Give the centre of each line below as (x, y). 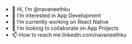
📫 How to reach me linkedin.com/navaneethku (69, 35)
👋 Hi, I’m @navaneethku (41, 9)
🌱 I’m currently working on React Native (60, 22)
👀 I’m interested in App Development (56, 15)
